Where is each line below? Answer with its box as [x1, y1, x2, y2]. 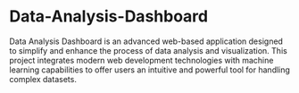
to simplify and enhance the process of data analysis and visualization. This [9, 45, 287, 55]
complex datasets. [9, 73, 78, 84]
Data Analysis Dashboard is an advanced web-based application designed [9, 36, 284, 46]
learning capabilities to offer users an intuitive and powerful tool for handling [9, 64, 290, 75]
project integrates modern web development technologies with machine [9, 55, 274, 65]
